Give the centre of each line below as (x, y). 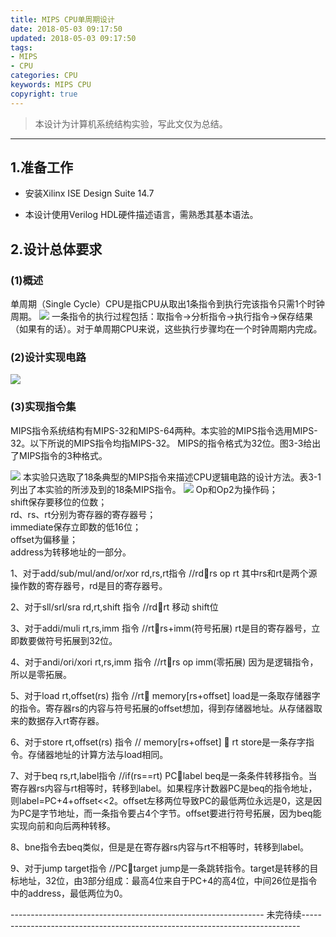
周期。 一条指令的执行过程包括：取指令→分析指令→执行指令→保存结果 (161, 317)
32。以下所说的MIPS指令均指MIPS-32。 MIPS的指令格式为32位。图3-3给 (161, 443)
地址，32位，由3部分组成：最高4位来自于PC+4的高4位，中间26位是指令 (168, 880)
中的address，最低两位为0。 (69, 893)
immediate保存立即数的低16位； (76, 527)
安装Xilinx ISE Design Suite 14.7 (89, 193)
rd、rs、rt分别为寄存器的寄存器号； (83, 514)
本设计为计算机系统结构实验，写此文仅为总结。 (131, 123)
